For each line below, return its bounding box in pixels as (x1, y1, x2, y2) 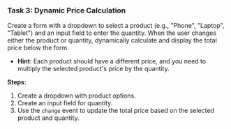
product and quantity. (17, 114, 80, 122)
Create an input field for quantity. (17, 99, 113, 107)
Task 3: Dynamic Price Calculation (7, 6, 126, 15)
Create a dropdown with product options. (17, 91, 136, 100)
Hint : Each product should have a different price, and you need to (17, 57, 207, 66)
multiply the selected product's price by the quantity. (17, 65, 170, 73)
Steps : (7, 78, 27, 86)
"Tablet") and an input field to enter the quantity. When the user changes (7, 29, 217, 37)
